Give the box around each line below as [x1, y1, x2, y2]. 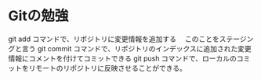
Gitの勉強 [8, 7, 69, 25]
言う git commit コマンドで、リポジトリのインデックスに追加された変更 [21, 43, 252, 53]
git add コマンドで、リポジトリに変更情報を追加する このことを [8, 34, 219, 43]
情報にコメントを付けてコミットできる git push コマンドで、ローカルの [8, 54, 237, 63]
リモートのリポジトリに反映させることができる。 [28, 63, 187, 72]
